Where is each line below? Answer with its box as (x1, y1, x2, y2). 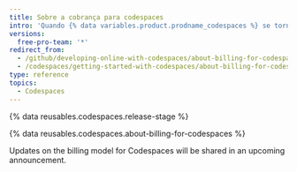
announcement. (9, 154, 66, 165)
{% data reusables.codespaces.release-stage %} (9, 111, 189, 122)
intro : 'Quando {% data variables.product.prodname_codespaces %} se (9, 21, 271, 30)
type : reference (9, 71, 69, 79)
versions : (9, 29, 46, 38)
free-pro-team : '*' (17, 37, 89, 47)
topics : (9, 79, 38, 87)
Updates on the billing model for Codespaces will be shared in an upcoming (9, 145, 286, 155)
